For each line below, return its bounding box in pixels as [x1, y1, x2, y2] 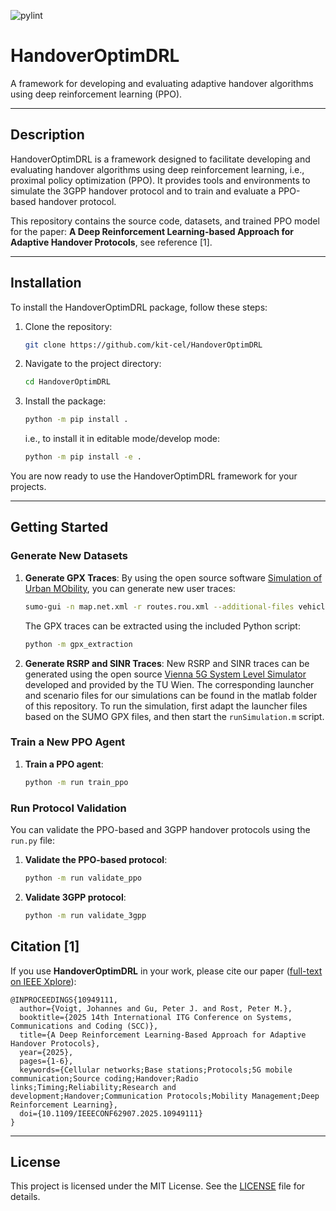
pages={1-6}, [19, 1056, 74, 1066]
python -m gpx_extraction [24, 639, 133, 649]
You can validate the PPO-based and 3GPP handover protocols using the [10, 823, 311, 835]
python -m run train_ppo [24, 777, 129, 787]
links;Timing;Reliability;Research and [10, 1082, 177, 1092]
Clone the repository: [24, 320, 113, 332]
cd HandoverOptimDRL [24, 377, 111, 387]
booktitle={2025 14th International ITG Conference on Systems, [19, 1012, 293, 1022]
